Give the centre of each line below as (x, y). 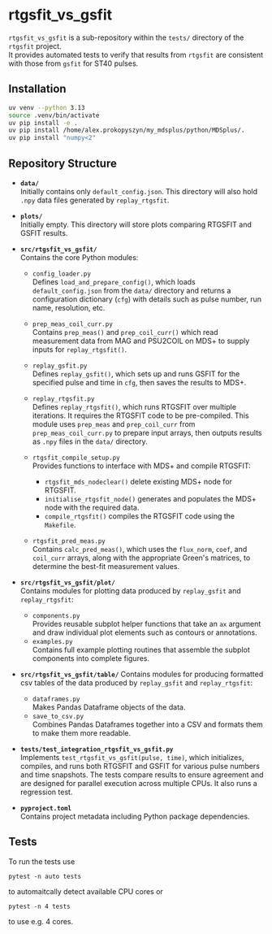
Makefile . (60, 524)
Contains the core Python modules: (79, 257)
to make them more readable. (82, 732)
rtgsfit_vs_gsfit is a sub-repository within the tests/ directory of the (126, 37)
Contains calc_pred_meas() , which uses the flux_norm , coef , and (140, 549)
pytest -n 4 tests (39, 906)
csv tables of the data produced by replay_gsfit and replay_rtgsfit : (136, 682)
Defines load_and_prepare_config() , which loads (114, 281)
